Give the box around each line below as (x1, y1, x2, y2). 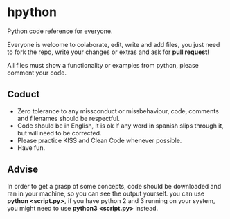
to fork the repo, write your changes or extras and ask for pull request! (7, 48, 210, 56)
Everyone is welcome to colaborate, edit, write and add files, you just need (7, 40, 220, 48)
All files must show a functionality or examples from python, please (7, 61, 199, 69)
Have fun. (17, 143, 46, 152)
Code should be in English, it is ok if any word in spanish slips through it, (17, 122, 224, 130)
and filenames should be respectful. (17, 114, 120, 122)
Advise (7, 164, 39, 175)
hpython (7, 4, 57, 20)
